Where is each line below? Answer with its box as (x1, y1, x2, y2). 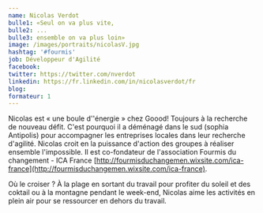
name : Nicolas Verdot (8, 11, 80, 20)
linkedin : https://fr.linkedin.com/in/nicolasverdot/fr (8, 77, 196, 85)
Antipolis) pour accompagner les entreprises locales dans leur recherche (8, 131, 246, 140)
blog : (8, 84, 26, 93)
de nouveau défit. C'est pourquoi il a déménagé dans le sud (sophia (8, 122, 229, 132)
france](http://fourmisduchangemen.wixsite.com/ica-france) (8, 164, 205, 174)
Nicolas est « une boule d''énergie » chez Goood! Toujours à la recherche (8, 114, 248, 123)
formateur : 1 (8, 92, 51, 100)
